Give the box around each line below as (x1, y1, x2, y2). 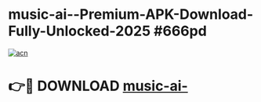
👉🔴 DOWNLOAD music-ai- (8, 77, 188, 95)
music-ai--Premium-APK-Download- (8, 5, 254, 24)
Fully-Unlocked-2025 (8, 22, 151, 40)
